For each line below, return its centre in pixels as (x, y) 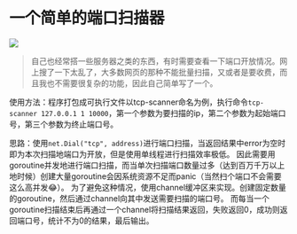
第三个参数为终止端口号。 (71, 124)
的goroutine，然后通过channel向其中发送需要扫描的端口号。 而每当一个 (140, 198)
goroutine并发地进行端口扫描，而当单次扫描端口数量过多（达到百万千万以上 (147, 165)
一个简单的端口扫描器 (87, 18)
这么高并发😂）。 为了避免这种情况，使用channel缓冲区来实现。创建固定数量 (148, 187)
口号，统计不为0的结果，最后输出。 (89, 220)
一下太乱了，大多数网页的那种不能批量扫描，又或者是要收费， (167, 72)
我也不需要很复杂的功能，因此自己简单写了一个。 (128, 83)
